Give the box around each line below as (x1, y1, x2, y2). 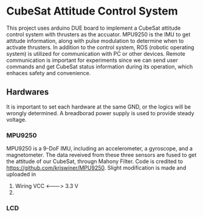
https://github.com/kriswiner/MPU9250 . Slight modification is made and (6, 164, 187, 172)
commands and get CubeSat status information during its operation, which (6, 62, 193, 70)
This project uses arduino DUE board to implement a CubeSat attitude (6, 24, 181, 32)
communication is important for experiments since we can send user (6, 56, 178, 64)
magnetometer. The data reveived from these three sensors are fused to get (6, 152, 197, 159)
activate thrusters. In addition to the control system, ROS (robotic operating (6, 44, 194, 51)
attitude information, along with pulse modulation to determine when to (6, 37, 184, 44)
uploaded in (6, 171, 36, 178)
